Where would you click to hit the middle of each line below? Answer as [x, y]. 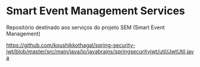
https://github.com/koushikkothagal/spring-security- [71, 45]
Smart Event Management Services [96, 11]
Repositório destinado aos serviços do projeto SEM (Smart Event [85, 27]
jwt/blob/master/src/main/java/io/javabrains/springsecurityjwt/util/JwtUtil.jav [100, 51]
